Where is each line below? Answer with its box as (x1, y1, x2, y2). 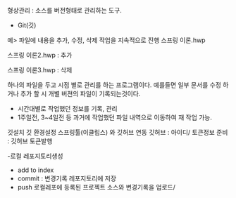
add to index (17, 166, 54, 174)
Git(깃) (17, 21, 37, 29)
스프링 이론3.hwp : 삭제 (7, 66, 73, 74)
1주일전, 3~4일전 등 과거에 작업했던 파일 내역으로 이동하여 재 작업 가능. (17, 113, 213, 121)
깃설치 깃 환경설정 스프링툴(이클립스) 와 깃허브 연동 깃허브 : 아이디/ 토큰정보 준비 (7, 128, 228, 136)
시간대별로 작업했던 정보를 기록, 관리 (17, 105, 118, 112)
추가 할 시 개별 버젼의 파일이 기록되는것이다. (20, 90, 141, 98)
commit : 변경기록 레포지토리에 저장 (17, 174, 117, 183)
